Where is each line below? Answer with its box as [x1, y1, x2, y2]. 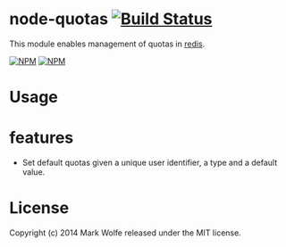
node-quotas [9, 9, 109, 29]
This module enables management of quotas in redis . [9, 38, 206, 49]
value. [21, 167, 46, 177]
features [9, 128, 74, 148]
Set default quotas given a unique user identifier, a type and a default [21, 157, 278, 169]
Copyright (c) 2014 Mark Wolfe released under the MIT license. [9, 227, 241, 238]
